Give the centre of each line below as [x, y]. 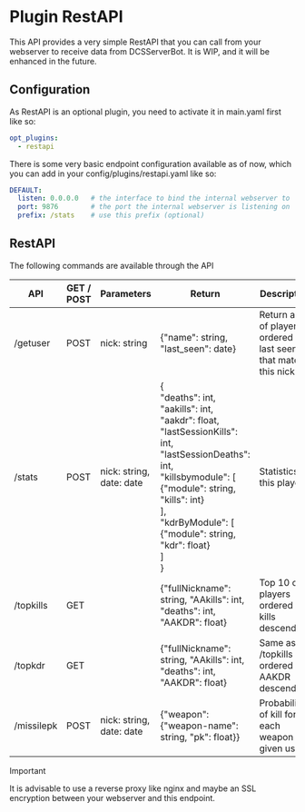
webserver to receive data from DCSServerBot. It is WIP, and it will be [140, 51]
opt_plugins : [34, 138]
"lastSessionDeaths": [206, 454]
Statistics [279, 471]
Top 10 [275, 582]
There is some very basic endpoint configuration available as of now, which [151, 163]
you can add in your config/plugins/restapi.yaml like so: [113, 173]
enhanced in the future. [53, 61]
